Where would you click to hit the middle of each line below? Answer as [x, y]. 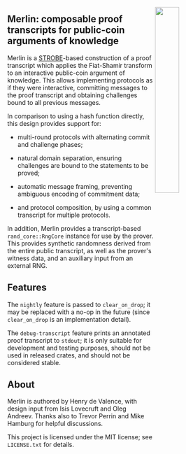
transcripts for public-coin [66, 30]
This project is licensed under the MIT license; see [80, 437]
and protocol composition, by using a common [84, 207]
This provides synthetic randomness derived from [79, 243]
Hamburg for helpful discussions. [55, 424]
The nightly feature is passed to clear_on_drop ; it [79, 304]
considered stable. [34, 362]
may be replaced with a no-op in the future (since [79, 312]
